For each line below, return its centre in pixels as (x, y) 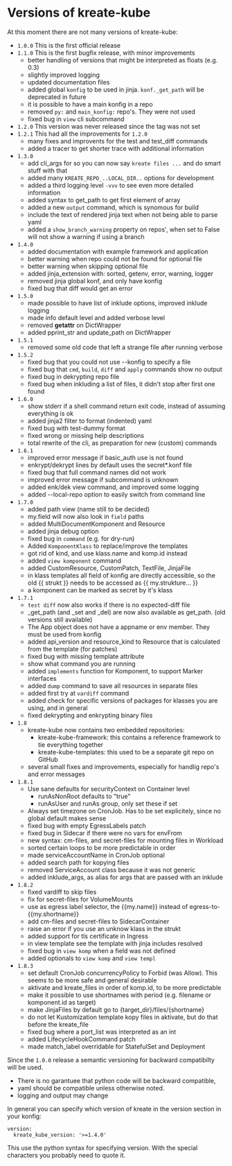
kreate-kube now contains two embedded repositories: (106, 730)
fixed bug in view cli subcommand (76, 118)
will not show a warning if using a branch (86, 236)
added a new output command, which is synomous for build (113, 207)
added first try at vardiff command (78, 693)
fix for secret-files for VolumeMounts (80, 899)
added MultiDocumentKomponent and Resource (96, 524)
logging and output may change (63, 1095)
